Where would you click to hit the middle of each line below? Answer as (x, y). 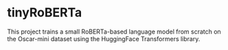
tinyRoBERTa (45, 13)
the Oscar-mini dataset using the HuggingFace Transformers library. (104, 38)
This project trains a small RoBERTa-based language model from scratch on (114, 32)
